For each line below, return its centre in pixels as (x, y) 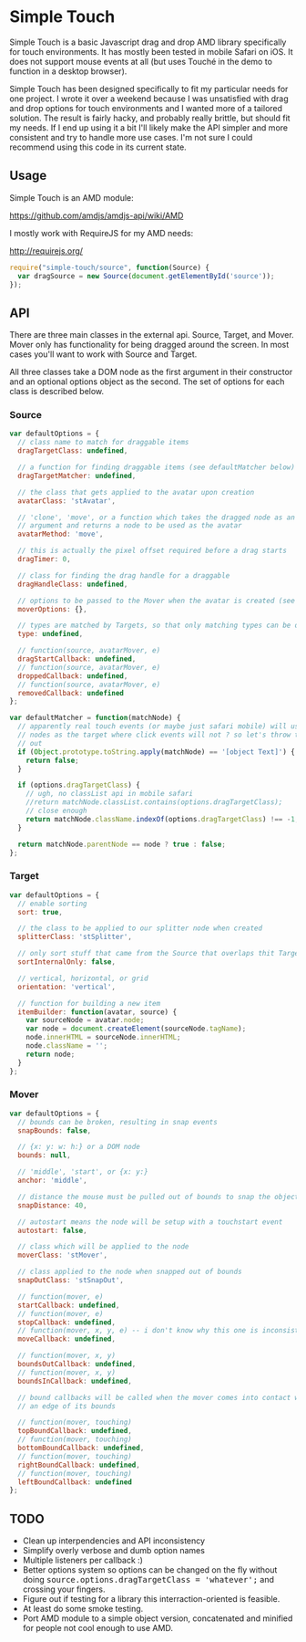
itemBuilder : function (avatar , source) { (97, 1012)
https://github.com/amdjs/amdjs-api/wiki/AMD (97, 215)
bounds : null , (44, 1156)
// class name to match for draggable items (103, 443)
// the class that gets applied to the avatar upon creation (136, 492)
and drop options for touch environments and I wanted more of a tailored (146, 108)
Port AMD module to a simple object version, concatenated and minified (158, 1618)
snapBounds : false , (55, 1130)
